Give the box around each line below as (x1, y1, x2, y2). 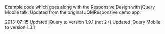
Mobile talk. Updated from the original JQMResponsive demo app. (5, 9, 141, 15)
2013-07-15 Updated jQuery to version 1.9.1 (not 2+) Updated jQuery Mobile (5, 19, 161, 25)
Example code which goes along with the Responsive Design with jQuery (5, 4, 155, 10)
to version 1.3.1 (5, 24, 35, 30)
